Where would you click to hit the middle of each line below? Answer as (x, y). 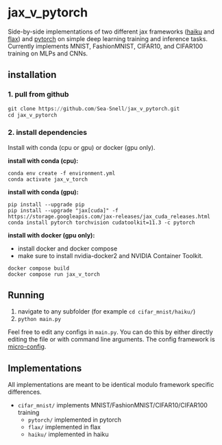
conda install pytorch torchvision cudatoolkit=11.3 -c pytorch (101, 222)
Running (26, 295)
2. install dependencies (48, 133)
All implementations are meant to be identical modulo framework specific (111, 385)
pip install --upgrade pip (46, 204)
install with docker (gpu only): (51, 235)
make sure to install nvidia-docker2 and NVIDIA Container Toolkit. (110, 255)
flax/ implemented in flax (64, 427)
